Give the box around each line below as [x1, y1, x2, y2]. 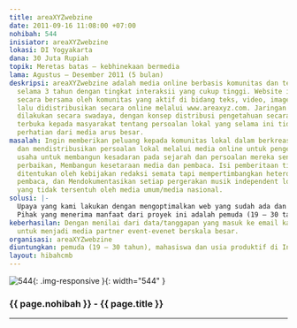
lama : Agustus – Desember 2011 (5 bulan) [9, 71, 164, 80]
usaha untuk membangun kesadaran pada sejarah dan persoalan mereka [17, 152, 275, 162]
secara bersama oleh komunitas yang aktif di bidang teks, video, [17, 95, 267, 104]
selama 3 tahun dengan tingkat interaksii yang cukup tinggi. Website [17, 87, 283, 95]
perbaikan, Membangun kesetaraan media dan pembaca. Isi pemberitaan [17, 161, 278, 170]
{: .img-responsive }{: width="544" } [32, 276, 166, 286]
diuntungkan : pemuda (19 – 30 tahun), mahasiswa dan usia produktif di [9, 243, 278, 252]
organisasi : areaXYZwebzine [9, 235, 113, 244]
